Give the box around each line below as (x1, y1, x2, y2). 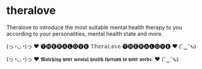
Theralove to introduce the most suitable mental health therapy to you (6, 24, 182, 31)
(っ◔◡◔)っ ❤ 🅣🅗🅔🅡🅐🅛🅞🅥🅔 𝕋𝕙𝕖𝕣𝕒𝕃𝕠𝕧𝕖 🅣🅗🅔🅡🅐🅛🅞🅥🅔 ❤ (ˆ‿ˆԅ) (6, 42, 196, 50)
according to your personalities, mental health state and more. (6, 30, 163, 37)
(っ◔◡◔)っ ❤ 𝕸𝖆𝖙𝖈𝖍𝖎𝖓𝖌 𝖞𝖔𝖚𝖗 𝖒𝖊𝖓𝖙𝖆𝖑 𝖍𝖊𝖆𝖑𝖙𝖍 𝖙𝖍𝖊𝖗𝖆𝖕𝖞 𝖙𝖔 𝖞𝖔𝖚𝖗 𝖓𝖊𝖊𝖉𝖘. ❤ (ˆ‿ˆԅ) (6, 55, 179, 62)
